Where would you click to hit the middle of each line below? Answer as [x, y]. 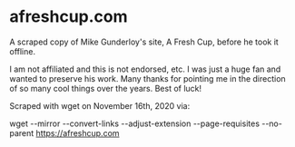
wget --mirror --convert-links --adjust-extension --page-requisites [135, 123]
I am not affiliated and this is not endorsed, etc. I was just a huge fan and [145, 69]
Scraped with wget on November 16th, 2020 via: [100, 105]
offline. [23, 51]
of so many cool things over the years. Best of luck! [106, 88]
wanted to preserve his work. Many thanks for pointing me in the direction [147, 78]
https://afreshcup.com [78, 132]
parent [22, 132]
